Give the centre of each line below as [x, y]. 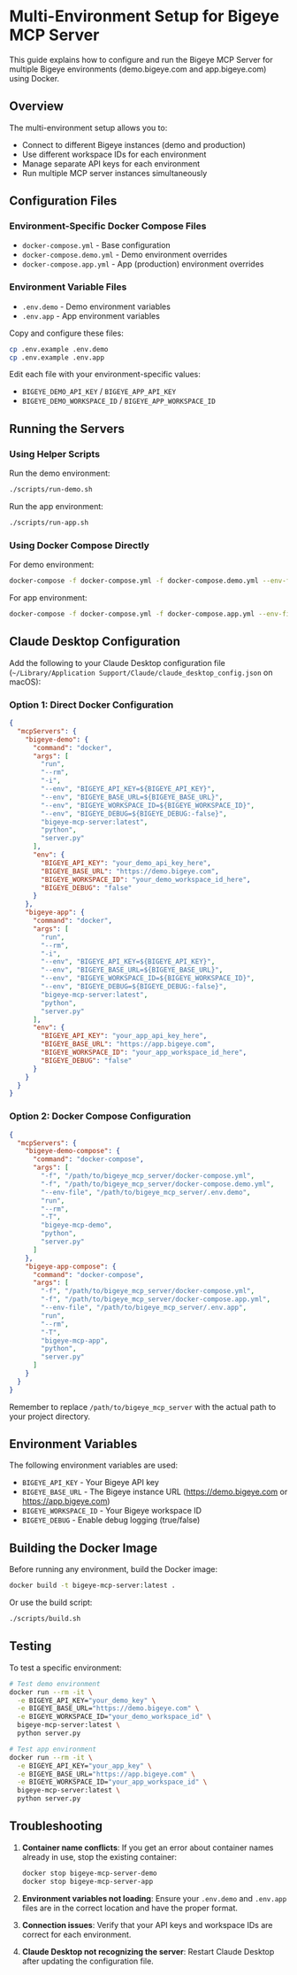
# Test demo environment [55, 1684]
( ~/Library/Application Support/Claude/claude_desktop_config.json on [141, 672]
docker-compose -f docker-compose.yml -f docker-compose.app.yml [132, 614]
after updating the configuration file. [88, 1961]
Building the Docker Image [84, 1548]
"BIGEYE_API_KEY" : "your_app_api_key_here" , [124, 1036]
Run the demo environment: [60, 473]
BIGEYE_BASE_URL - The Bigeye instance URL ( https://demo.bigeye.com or [155, 1492]
